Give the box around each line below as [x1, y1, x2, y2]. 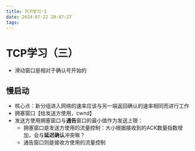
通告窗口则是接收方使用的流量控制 [23, 139, 106, 146]
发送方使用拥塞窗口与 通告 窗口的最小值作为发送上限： [14, 117, 143, 124]
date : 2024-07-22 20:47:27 [6, 14, 72, 20]
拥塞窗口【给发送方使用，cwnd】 [14, 109, 95, 117]
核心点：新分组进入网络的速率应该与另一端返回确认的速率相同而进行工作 [14, 102, 189, 109]
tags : [6, 19, 19, 25]
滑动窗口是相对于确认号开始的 [14, 67, 87, 74]
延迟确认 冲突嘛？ [43, 132, 85, 139]
